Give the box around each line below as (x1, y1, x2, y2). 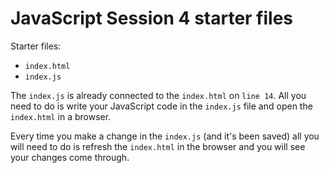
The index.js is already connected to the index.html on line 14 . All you (10, 89, 307, 101)
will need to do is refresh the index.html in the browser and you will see (10, 140, 306, 152)
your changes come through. (10, 151, 130, 163)
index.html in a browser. (10, 110, 112, 122)
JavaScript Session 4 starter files (10, 7, 294, 30)
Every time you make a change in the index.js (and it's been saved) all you (10, 130, 320, 142)
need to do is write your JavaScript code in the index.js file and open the (10, 100, 313, 112)
